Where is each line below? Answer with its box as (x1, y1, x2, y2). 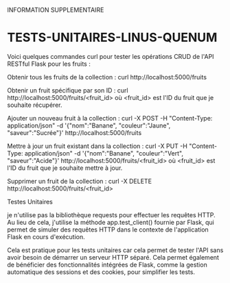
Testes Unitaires (7, 197, 53, 206)
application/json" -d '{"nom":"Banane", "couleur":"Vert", (24, 149, 184, 157)
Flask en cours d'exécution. (7, 232, 86, 241)
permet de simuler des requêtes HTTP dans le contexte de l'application (7, 225, 209, 234)
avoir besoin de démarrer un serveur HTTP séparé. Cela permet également (7, 253, 220, 261)
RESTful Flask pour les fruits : (7, 60, 91, 68)
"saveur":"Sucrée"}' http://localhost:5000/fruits (7, 128, 142, 136)
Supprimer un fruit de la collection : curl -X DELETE (7, 177, 152, 185)
